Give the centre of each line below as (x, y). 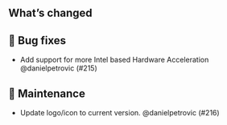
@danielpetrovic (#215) (59, 68)
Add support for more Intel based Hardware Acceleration (114, 60)
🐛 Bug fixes (37, 40)
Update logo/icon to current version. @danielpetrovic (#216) (120, 113)
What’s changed (50, 13)
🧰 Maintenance (47, 93)
